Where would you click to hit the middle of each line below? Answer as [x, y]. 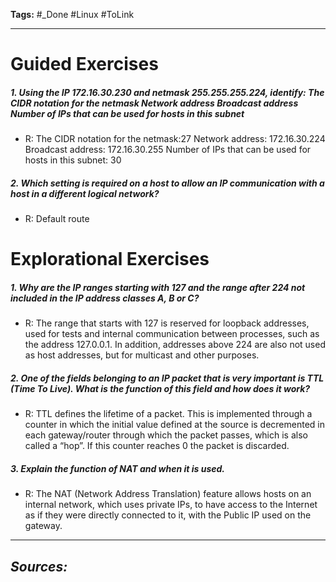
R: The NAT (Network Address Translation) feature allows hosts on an [168, 494]
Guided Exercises [84, 64]
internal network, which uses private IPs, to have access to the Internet [171, 505]
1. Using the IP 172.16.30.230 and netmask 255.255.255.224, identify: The [167, 92]
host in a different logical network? [85, 193]
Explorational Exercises [110, 259]
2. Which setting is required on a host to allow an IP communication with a [167, 183]
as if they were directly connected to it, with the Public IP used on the [168, 515]
